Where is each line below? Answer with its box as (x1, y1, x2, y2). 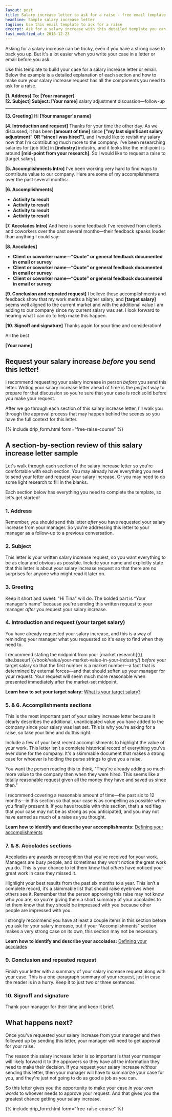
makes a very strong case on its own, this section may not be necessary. (5, 928, 159, 935)
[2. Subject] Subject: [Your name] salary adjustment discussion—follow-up (5, 98, 165, 104)
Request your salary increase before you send (5, 357, 156, 366)
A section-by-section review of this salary (5, 441, 143, 450)
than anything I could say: (5, 234, 60, 239)
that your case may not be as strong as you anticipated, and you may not (5, 808, 159, 815)
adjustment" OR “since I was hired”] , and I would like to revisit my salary (5, 134, 160, 140)
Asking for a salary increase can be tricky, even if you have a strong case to (5, 46, 165, 51)
